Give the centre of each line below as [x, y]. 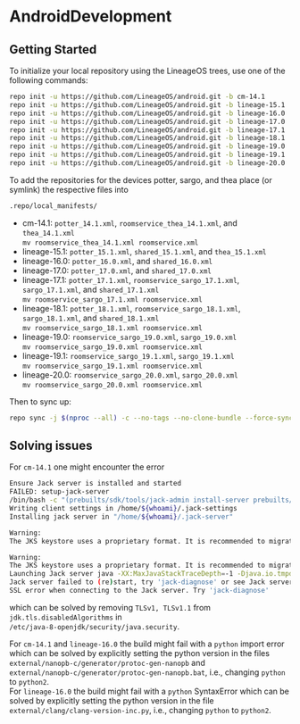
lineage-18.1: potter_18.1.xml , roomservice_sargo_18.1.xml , [131, 308]
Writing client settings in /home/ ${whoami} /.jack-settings [124, 509]
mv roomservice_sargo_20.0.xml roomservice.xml [112, 385]
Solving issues [51, 446]
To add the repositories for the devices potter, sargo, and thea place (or [141, 179]
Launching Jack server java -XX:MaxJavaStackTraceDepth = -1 [121, 574]
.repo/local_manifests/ [54, 206]
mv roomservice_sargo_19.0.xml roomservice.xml [112, 347]
